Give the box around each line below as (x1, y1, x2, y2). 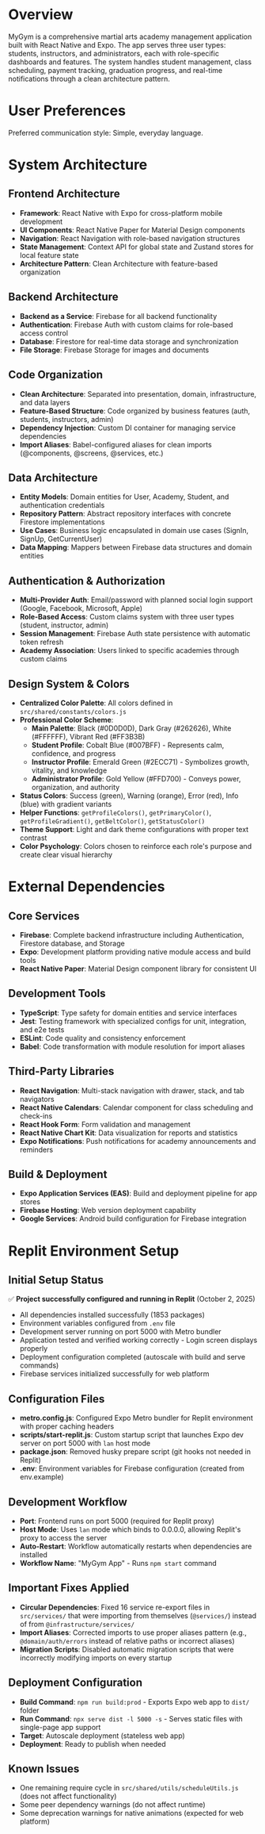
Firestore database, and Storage (19, 938, 125, 948)
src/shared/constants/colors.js (19, 708, 127, 716)
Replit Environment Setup (8, 1241, 180, 1260)
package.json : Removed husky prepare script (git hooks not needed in (19, 1447, 252, 1456)
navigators (19, 1094, 55, 1103)
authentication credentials (19, 501, 105, 510)
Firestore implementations (19, 517, 105, 527)
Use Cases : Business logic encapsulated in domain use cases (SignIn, (19, 526, 249, 535)
